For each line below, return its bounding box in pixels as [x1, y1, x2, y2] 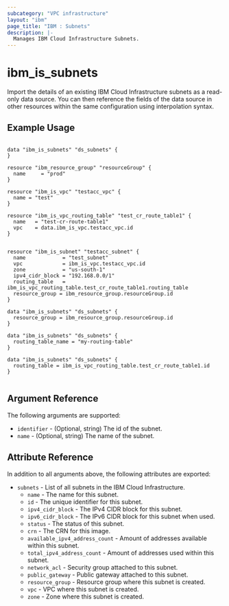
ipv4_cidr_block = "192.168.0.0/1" [13, 272, 115, 279]
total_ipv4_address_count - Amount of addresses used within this [27, 548, 215, 557]
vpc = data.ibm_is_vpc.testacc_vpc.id [13, 224, 134, 231]
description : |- [7, 29, 53, 36]
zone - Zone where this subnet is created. [27, 592, 145, 601]
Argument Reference [7, 393, 99, 404]
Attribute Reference [7, 452, 94, 463]
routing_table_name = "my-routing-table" [13, 338, 134, 345]
